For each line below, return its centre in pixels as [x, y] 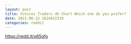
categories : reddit [25, 23]
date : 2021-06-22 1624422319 [34, 18]
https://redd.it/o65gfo [27, 36]
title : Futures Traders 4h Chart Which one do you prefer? [66, 14]
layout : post [18, 9]
